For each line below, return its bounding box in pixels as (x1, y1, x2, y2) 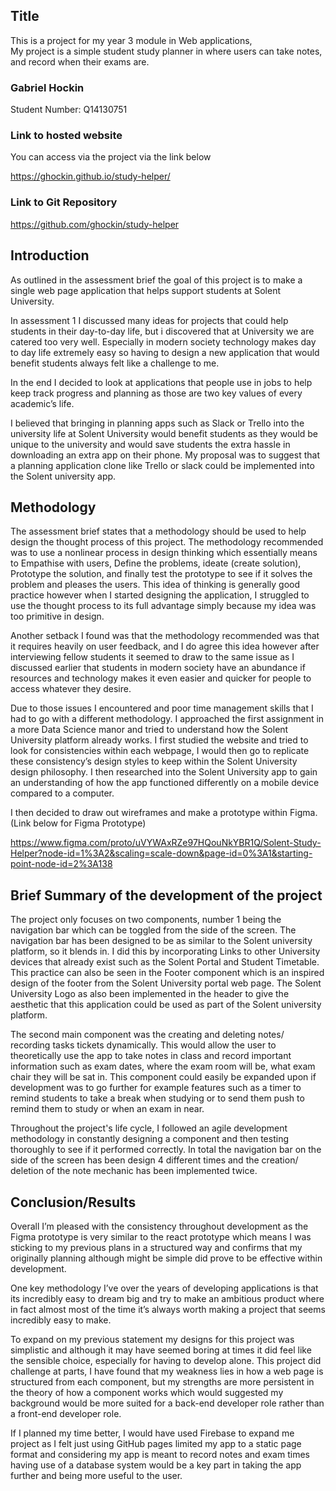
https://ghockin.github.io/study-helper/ (10, 170, 171, 183)
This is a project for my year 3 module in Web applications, (10, 34, 253, 46)
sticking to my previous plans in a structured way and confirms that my (10, 1241, 303, 1253)
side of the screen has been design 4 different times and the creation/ (10, 1154, 299, 1166)
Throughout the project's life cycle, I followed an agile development (10, 1122, 288, 1134)
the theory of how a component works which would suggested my (10, 1386, 284, 1398)
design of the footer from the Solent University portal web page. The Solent (10, 977, 322, 989)
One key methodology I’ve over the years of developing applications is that (10, 1282, 319, 1294)
